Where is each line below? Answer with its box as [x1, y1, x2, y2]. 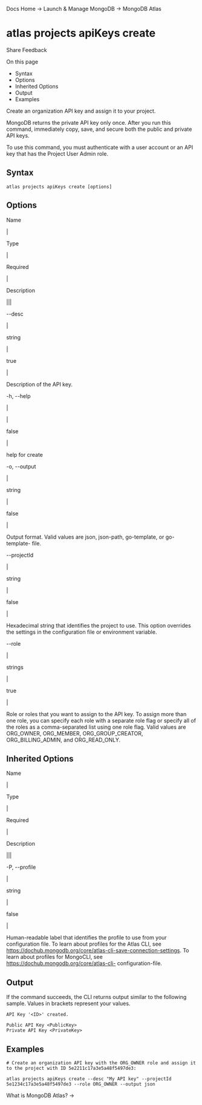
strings [6, 663, 24, 671]
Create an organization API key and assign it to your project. [6, 107, 156, 114]
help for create [6, 451, 44, 458]
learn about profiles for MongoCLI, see [6, 954, 103, 961]
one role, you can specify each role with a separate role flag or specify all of [6, 717, 197, 724]
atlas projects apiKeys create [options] [6, 184, 112, 190]
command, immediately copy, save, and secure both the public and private [6, 125, 192, 133]
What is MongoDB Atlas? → [6, 1092, 74, 1099]
